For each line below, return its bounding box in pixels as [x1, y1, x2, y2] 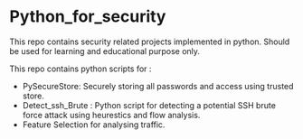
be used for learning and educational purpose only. [9, 45, 201, 56]
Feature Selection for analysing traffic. [22, 119, 166, 130]
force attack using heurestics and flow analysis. [22, 109, 201, 120]
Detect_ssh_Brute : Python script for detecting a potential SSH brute [22, 99, 276, 110]
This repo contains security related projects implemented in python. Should [9, 36, 290, 47]
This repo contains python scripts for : [9, 63, 152, 74]
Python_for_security [9, 6, 166, 27]
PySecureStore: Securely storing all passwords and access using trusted [22, 80, 294, 91]
